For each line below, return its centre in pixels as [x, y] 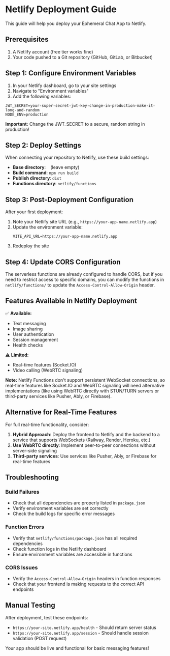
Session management [35, 339]
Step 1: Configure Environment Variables [71, 73]
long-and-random [22, 110]
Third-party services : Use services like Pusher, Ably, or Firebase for [84, 456]
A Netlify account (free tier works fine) [53, 51]
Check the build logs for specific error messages [64, 514]
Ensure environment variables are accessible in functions [73, 554]
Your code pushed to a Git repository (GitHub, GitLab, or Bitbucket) [83, 57]
